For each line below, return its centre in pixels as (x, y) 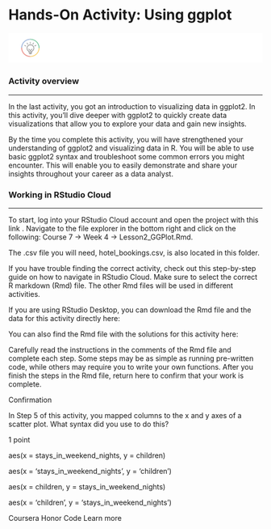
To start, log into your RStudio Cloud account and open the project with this (133, 220)
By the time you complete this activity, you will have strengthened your (126, 139)
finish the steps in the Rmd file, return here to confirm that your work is (126, 376)
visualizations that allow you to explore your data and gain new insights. (128, 124)
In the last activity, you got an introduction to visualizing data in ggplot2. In (132, 106)
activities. (24, 294)
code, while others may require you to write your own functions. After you (131, 367)
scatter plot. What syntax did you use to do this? (89, 424)
